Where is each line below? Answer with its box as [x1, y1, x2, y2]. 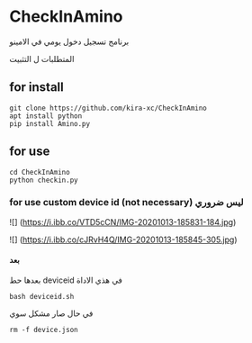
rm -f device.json [9, 326, 78, 335]
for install [9, 79, 65, 95]
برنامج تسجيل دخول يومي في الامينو [9, 36, 130, 47]
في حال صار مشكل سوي [9, 308, 94, 319]
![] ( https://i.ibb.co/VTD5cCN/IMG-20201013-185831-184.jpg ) [9, 216, 237, 227]
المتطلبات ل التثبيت [9, 53, 75, 64]
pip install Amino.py [9, 119, 91, 128]
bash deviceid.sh [9, 293, 75, 302]
